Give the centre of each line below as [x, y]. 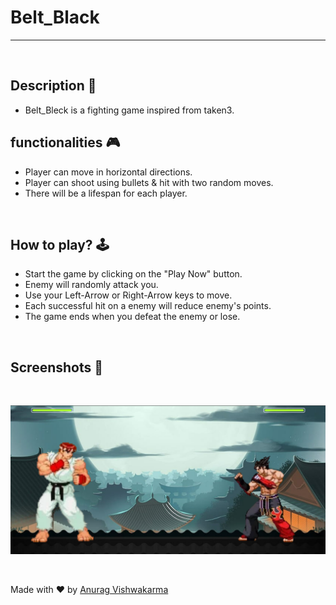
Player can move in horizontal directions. [108, 172]
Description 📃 [53, 86]
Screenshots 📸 [57, 367]
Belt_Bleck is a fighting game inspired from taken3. [129, 110]
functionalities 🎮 [65, 142]
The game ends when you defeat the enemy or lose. [132, 317]
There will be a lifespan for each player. [106, 193]
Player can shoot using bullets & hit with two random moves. [149, 182]
